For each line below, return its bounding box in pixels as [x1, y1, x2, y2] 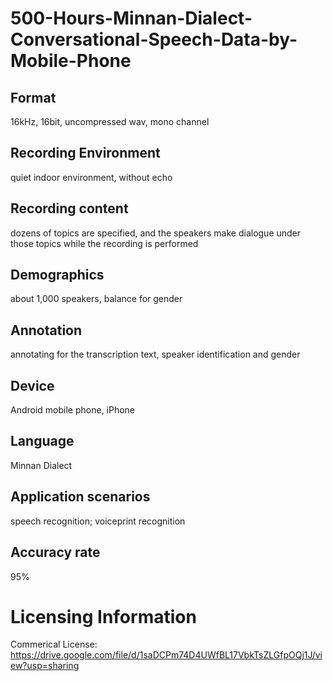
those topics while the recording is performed [10, 237, 199, 249]
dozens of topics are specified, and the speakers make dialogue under [10, 227, 302, 239]
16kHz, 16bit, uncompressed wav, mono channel [10, 116, 210, 127]
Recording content [10, 200, 129, 217]
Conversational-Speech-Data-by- [10, 28, 298, 51]
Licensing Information [10, 605, 197, 628]
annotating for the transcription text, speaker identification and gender [10, 348, 301, 361]
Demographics [10, 267, 105, 284]
